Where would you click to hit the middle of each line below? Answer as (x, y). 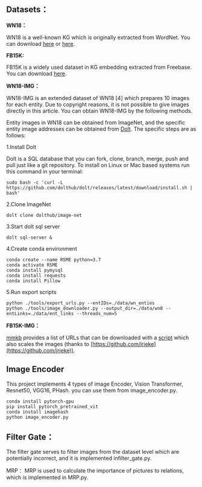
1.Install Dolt (21, 147)
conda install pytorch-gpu (40, 401)
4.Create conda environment (42, 248)
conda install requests (36, 275)
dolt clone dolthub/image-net (44, 215)
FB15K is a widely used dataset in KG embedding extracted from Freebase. (99, 67)
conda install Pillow (33, 281)
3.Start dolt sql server (33, 226)
